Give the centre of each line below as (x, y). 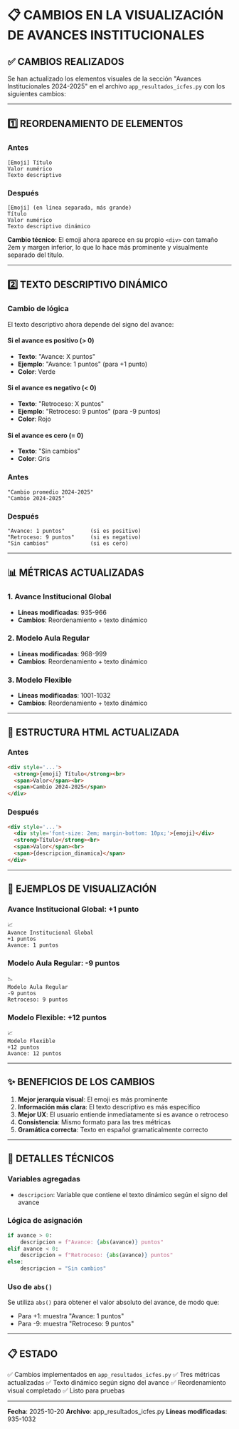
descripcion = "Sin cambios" (63, 1268)
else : (15, 1262)
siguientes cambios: (37, 94)
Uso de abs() (30, 1287)
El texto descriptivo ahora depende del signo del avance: (91, 324)
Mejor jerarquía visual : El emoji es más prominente (93, 1099)
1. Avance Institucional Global (59, 596)
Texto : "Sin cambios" (49, 451)
